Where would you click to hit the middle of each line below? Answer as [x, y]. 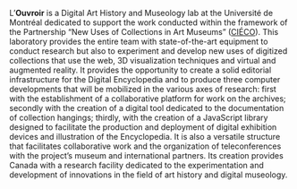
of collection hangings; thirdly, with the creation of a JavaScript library [139, 117]
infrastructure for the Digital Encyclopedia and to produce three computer [145, 79]
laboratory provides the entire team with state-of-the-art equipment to [139, 41]
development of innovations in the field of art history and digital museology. [148, 175]
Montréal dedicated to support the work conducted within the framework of [148, 22]
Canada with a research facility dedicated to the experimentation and [136, 165]
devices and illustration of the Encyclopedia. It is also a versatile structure [145, 137]
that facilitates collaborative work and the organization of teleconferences [145, 146]
